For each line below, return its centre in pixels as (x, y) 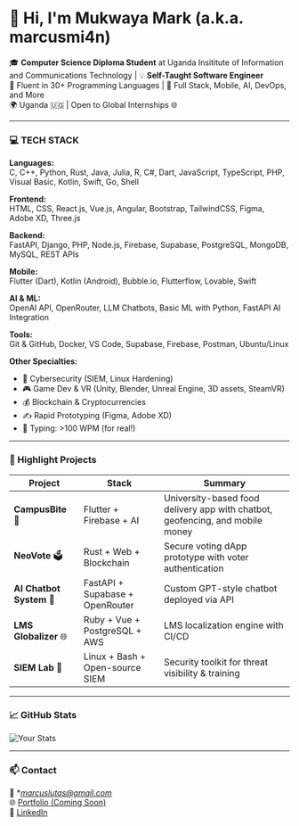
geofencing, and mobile (213, 520)
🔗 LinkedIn (28, 813)
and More (27, 95)
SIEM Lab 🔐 (38, 667)
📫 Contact (33, 770)
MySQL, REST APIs (44, 254)
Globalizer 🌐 (41, 636)
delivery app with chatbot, (218, 509)
